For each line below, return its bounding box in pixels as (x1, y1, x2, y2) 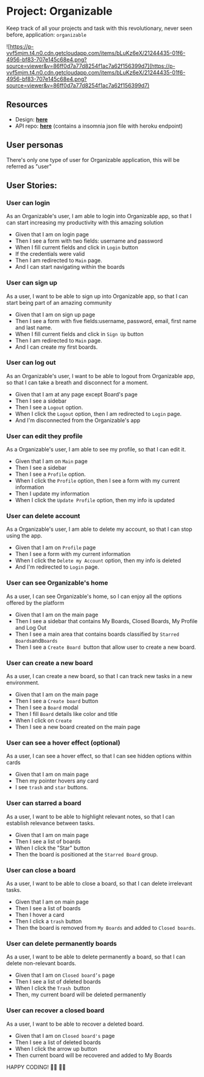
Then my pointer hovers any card (15, 777, 99, 784)
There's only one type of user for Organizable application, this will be (6, 156, 180, 163)
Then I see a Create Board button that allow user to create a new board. (15, 643, 196, 651)
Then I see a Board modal (15, 704, 79, 711)
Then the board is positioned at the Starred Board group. (15, 850, 158, 858)
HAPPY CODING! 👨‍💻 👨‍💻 (6, 1063, 66, 1070)
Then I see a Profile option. (15, 470, 86, 478)
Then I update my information (15, 490, 90, 497)
